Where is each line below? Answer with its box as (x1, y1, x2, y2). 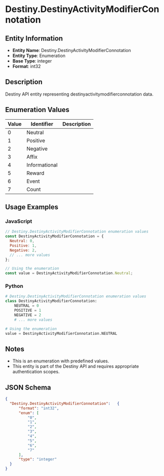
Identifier (30, 120, 53, 127)
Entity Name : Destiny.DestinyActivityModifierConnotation (12, 48, 131, 53)
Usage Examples (5, 203, 58, 211)
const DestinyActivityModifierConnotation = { (5, 234, 104, 239)
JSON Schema (5, 383, 51, 391)
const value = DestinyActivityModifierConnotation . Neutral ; (5, 271, 133, 276)
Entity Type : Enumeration (12, 53, 66, 59)
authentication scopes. (12, 369, 60, 375)
